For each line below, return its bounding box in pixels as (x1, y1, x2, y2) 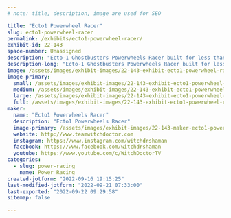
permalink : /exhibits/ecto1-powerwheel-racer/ (7, 35, 143, 42)
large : (13, 93, 32, 99)
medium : (13, 86, 36, 93)
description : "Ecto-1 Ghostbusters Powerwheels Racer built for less (7, 54, 211, 62)
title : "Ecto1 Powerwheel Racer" (7, 22, 103, 29)
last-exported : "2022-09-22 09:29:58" (7, 188, 118, 195)
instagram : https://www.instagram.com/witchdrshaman (13, 137, 168, 144)
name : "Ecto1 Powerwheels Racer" (13, 112, 109, 119)
